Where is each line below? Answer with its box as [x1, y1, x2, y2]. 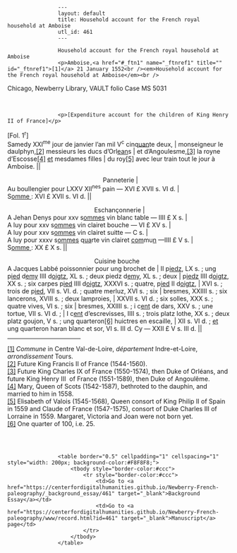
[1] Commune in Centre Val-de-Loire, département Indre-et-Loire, [7, 344, 198, 353]
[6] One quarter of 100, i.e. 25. [7, 419, 95, 427]
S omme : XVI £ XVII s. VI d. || [7, 192, 92, 200]
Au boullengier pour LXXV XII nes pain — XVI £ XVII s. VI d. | [7, 183, 180, 193]
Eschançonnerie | [94, 205, 145, 214]
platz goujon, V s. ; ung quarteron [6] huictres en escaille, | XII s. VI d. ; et [7, 317, 219, 325]
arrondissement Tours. [7, 352, 74, 360]
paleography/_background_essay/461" [7, 490, 115, 497]
